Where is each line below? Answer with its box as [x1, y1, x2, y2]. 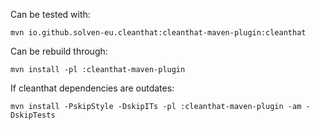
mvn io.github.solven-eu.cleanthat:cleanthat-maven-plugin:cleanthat [10, 28, 307, 38]
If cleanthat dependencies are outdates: [10, 82, 175, 94]
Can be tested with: [10, 9, 91, 20]
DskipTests [10, 110, 56, 120]
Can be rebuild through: [10, 45, 108, 57]
